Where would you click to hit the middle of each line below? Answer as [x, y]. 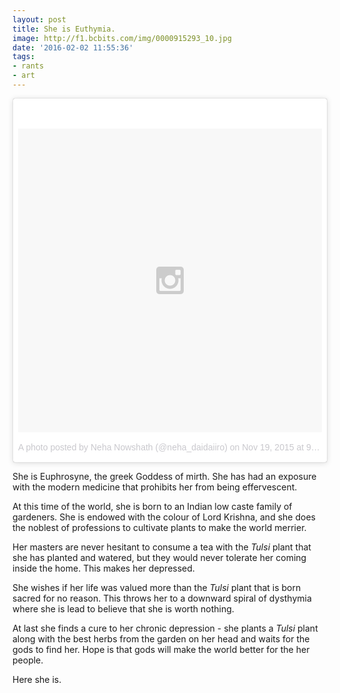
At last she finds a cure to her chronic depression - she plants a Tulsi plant [165, 628]
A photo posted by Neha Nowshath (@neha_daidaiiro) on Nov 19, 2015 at [161, 447]
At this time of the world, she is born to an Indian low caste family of [152, 506]
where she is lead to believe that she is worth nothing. [123, 608]
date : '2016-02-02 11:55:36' [73, 47]
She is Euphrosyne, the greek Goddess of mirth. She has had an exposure [164, 476]
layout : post [39, 19]
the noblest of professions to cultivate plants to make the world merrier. [159, 527]
